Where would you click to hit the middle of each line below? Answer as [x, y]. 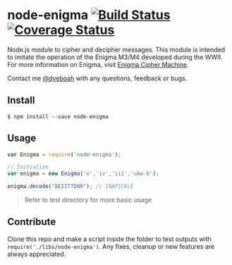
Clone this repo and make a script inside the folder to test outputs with [109, 239]
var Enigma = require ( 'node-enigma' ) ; [64, 154]
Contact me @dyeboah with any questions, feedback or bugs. [97, 78]
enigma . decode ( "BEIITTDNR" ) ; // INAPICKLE [71, 187]
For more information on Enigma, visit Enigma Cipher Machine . [98, 64]
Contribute [32, 222]
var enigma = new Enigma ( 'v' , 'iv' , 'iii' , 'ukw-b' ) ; [83, 174]
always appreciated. [37, 254]
